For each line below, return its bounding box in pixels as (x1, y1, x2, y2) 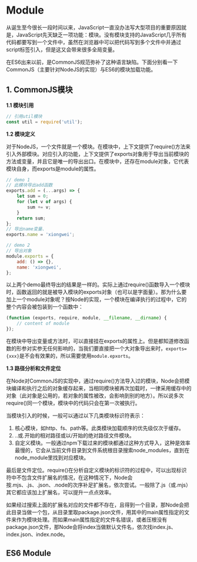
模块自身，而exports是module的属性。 (6, 165, 99, 172)
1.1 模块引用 (6, 102, 34, 109)
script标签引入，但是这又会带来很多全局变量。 (6, 45, 118, 53)
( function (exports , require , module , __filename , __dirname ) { (6, 315, 167, 321)
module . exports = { (6, 253, 54, 259)
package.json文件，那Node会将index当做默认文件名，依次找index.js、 (6, 524, 176, 530)
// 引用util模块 (6, 113, 42, 119)
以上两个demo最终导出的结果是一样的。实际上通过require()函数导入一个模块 (6, 281, 191, 288)
